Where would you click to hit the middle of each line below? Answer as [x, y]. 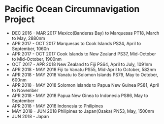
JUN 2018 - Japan [30, 116]
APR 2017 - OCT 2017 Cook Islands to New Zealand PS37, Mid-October [84, 54]
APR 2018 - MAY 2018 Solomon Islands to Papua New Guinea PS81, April [85, 85]
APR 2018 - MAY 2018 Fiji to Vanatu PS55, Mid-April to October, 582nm [84, 69]
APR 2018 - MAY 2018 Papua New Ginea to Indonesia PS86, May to [80, 95]
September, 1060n [30, 49]
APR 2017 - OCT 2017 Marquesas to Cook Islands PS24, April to [76, 43]
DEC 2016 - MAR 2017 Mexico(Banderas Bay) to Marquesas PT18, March [85, 33]
